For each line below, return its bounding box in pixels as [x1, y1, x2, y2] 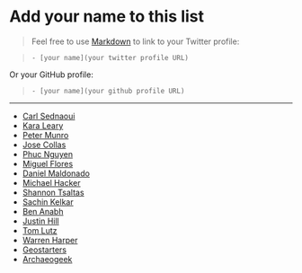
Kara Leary [22, 119, 64, 131]
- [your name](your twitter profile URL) [31, 53, 189, 62]
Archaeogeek [22, 253, 73, 264]
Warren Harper [22, 234, 78, 245]
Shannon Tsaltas [22, 187, 84, 198]
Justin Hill [22, 216, 60, 226]
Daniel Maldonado [22, 168, 90, 179]
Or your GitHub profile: [9, 69, 94, 80]
